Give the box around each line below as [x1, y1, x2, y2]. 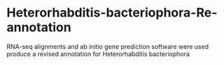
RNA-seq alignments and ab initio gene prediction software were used [6, 42, 209, 50]
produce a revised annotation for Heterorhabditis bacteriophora [6, 50, 190, 58]
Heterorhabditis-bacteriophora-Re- [6, 5, 218, 21]
